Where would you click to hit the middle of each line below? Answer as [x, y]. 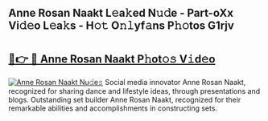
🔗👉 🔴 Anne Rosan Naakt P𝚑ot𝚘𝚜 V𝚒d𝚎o [112, 59]
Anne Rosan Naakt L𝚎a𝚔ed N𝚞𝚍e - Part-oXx [121, 13]
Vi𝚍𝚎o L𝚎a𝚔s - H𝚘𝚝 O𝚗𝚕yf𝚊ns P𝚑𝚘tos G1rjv [122, 26]
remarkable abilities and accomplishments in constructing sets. [113, 108]
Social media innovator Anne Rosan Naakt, [175, 82]
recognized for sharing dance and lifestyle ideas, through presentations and [134, 91]
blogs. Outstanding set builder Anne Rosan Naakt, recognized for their [125, 100]
